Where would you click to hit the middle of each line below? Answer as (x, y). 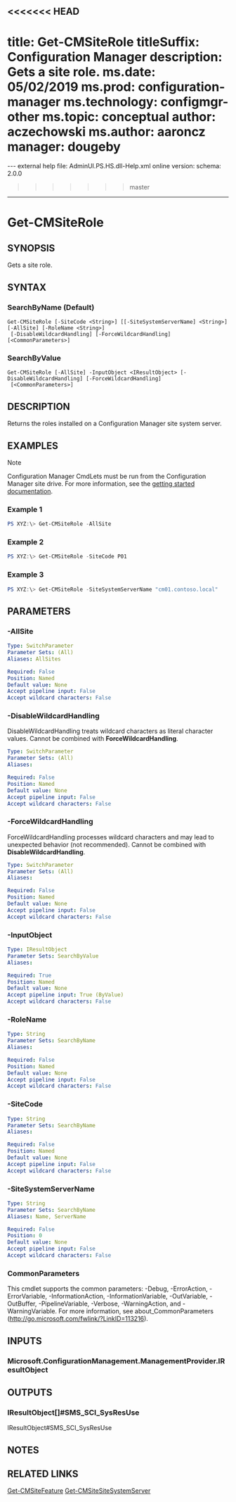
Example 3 (26, 575)
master (139, 187)
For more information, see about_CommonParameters (136, 1311)
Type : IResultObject (38, 950)
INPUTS (25, 1341)
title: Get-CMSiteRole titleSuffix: (104, 42)
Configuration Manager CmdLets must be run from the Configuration (107, 476)
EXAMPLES (33, 445)
